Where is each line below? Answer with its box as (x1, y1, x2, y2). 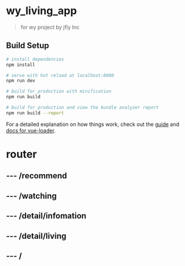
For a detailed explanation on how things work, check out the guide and (6, 121, 180, 128)
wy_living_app (6, 4, 78, 18)
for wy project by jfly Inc (20, 24, 80, 31)
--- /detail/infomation (6, 211, 87, 221)
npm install (6, 62, 35, 68)
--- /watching (6, 191, 57, 201)
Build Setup (6, 41, 49, 51)
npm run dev (6, 78, 35, 84)
